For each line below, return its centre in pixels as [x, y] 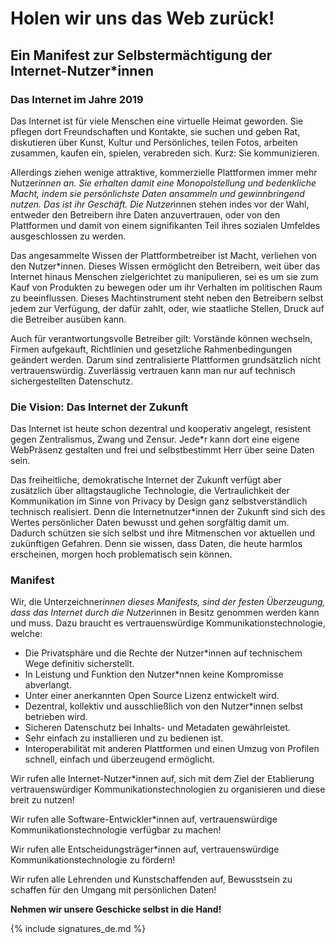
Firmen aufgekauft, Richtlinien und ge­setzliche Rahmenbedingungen [151, 349]
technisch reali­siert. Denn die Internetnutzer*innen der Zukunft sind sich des [168, 512]
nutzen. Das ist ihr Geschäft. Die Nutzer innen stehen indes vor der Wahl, [160, 204]
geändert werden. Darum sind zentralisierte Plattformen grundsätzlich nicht [166, 359]
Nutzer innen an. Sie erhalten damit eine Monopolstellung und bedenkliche [163, 183]
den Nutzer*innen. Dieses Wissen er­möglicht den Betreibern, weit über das [165, 266]
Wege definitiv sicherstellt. [79, 664]
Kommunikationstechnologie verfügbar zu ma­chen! [116, 830]
